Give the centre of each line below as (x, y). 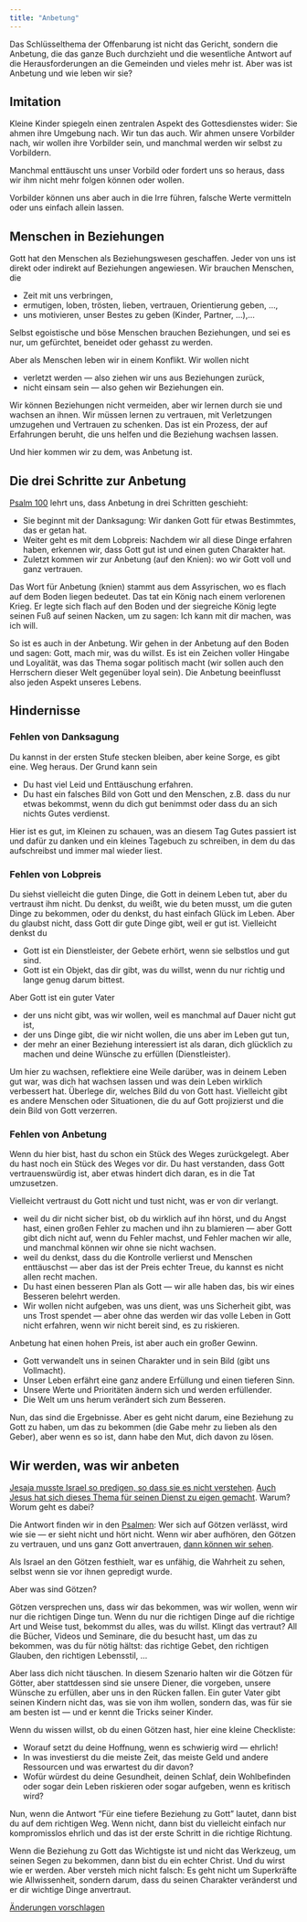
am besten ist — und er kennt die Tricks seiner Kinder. (111, 1712)
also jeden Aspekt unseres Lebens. (75, 683)
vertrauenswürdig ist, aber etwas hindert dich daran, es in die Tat (132, 1173)
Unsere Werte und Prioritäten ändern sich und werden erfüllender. (147, 1390)
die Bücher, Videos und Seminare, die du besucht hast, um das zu (133, 1636)
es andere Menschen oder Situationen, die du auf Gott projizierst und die (147, 1101)
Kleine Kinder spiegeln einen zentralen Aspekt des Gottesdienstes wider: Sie (153, 123)
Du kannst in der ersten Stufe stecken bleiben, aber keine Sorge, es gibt (145, 757)
